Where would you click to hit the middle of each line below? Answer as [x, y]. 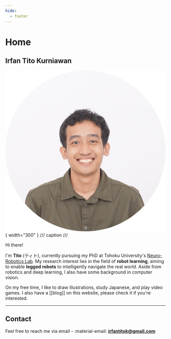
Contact [18, 319]
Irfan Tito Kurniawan [39, 61]
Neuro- [154, 255]
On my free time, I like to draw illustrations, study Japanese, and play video [84, 287]
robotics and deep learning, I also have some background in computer [79, 272]
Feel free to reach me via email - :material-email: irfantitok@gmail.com [80, 331]
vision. [12, 277]
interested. [17, 298]
